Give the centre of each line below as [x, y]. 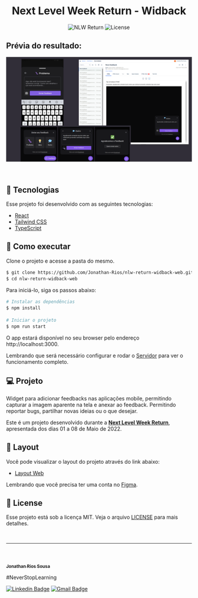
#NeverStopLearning [32, 577]
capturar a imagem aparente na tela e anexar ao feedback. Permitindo [91, 405]
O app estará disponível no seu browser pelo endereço [73, 338]
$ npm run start [26, 327]
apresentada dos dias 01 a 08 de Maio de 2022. [64, 429]
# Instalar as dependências [41, 302]
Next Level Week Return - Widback [99, 11]
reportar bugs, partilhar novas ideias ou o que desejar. [72, 411]
